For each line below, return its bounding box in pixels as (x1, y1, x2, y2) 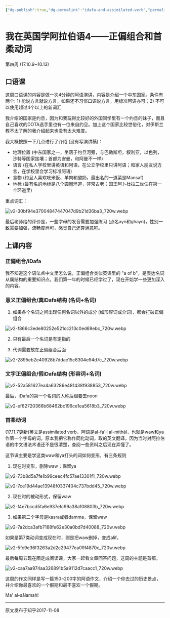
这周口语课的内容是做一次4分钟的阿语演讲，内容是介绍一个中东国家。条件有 (5, 92, 163, 98)
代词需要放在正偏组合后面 (12, 347, 66, 353)
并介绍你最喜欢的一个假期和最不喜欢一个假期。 (5, 582, 103, 588)
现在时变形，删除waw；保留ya (12, 463, 77, 469)
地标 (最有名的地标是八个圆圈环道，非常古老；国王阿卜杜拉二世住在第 (12, 181, 158, 187)
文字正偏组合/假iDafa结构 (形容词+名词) (5, 370, 102, 378)
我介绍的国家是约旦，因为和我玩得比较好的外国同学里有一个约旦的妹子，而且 (5, 115, 165, 121)
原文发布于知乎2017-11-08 (5, 607, 60, 613)
